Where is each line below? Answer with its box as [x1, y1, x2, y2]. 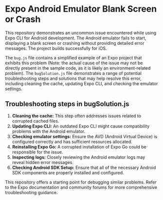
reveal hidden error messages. [12, 159, 74, 165]
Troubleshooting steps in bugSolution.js [5, 100, 129, 108]
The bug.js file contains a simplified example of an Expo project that [5, 55, 142, 60]
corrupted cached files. [12, 118, 59, 124]
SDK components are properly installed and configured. [12, 169, 124, 176]
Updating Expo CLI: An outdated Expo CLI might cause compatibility [12, 123, 150, 129]
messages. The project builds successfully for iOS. [5, 45, 107, 51]
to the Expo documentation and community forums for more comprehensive [5, 184, 158, 190]
